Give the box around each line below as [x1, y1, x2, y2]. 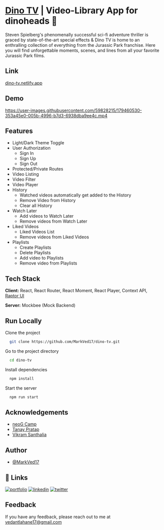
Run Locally [5, 317, 42, 325]
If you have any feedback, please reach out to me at [5, 514, 111, 520]
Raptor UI [5, 293, 25, 299]
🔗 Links [5, 473, 28, 482]
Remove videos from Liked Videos [19, 234, 90, 240]
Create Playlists [19, 244, 52, 251]
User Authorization [12, 145, 51, 151]
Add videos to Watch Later [19, 213, 74, 219]
